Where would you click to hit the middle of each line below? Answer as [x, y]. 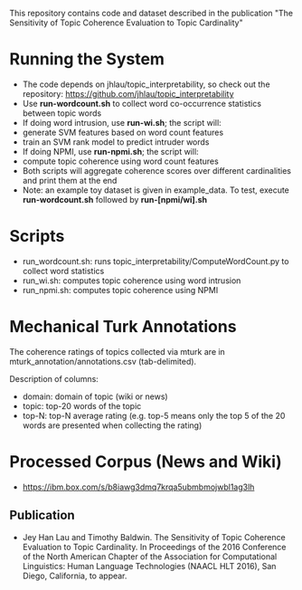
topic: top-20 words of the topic [82, 405]
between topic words [62, 113]
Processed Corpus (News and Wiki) [146, 462]
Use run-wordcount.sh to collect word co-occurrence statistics [142, 103]
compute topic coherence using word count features [120, 161]
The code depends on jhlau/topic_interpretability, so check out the [146, 84]
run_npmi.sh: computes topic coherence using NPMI [120, 290]
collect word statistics [63, 271]
